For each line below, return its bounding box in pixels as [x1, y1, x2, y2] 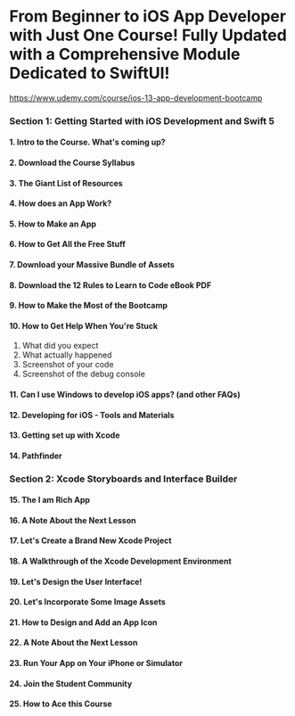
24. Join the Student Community [9, 678, 133, 688]
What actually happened [21, 350, 112, 360]
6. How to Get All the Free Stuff [9, 239, 127, 250]
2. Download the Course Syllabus [9, 158, 135, 169]
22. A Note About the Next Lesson [9, 638, 138, 648]
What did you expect [21, 341, 99, 351]
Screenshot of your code [21, 359, 114, 370]
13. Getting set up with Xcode [9, 430, 120, 440]
